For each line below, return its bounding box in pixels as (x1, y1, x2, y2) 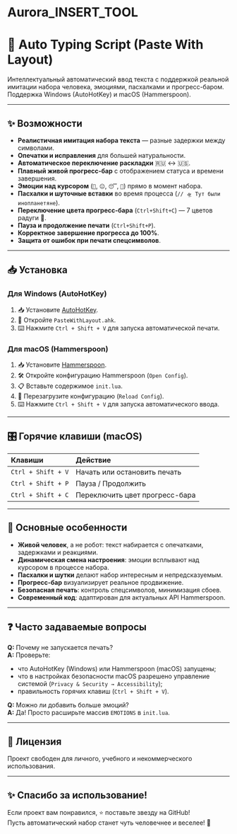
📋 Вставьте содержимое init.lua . (17, 382, 123, 390)
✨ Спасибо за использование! (7, 789, 148, 801)
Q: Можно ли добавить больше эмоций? (7, 701, 129, 709)
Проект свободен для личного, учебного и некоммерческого (7, 755, 193, 763)
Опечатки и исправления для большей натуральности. (17, 151, 186, 159)
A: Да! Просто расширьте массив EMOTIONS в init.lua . (7, 709, 171, 717)
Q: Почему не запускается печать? (7, 644, 114, 652)
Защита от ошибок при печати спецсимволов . (17, 236, 161, 244)
